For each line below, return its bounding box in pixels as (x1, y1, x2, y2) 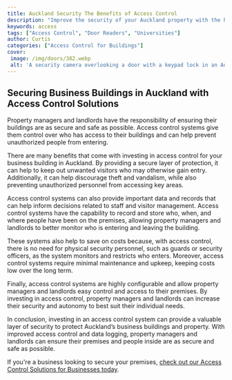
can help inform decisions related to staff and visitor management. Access (7, 202, 219, 210)
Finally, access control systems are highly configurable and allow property (7, 280, 219, 288)
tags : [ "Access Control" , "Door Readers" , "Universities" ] (7, 29, 181, 37)
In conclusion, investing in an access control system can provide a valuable (7, 315, 222, 323)
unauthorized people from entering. (7, 138, 108, 146)
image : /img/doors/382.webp (10, 55, 91, 62)
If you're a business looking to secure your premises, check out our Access (7, 358, 222, 366)
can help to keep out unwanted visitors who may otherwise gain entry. (7, 167, 207, 175)
